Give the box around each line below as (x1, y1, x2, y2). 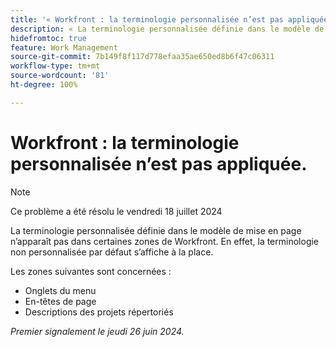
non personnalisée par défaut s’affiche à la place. (10, 246, 214, 258)
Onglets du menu (24, 284, 97, 296)
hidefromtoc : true (10, 33, 87, 43)
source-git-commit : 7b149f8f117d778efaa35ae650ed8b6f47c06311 (10, 52, 275, 62)
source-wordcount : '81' (10, 71, 110, 81)
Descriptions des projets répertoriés (24, 306, 174, 318)
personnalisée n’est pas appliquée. (10, 152, 308, 175)
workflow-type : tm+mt (10, 61, 101, 71)
